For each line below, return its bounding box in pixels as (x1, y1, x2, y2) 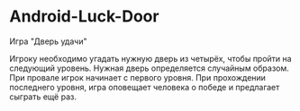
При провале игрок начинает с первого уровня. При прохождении (9, 72, 266, 82)
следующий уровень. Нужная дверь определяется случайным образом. (9, 63, 290, 73)
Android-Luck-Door (9, 6, 159, 27)
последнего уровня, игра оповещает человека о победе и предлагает (9, 81, 280, 92)
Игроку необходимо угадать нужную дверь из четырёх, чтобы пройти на (9, 53, 292, 64)
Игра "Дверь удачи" (9, 36, 87, 47)
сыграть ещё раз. (9, 91, 77, 102)
